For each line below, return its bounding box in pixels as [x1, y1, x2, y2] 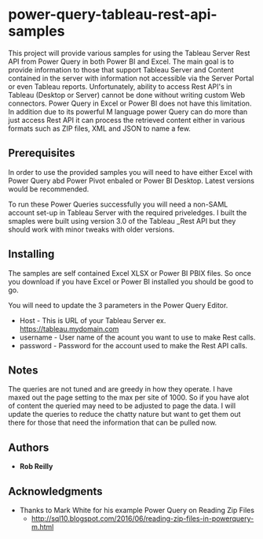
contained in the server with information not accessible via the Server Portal [8, 73, 254, 83]
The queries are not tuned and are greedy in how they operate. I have [8, 385, 233, 394]
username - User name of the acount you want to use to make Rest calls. [19, 333, 256, 342]
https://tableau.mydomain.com [19, 324, 119, 333]
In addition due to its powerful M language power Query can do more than [8, 106, 248, 116]
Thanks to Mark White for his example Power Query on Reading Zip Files [19, 506, 255, 515]
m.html [31, 522, 54, 531]
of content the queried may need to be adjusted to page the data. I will [8, 401, 236, 411]
